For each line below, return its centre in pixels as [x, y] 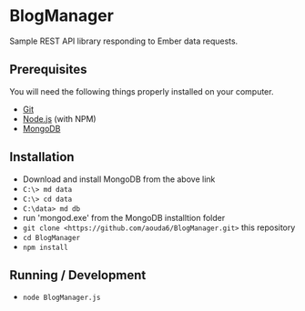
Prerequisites [48, 70]
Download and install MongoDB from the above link [119, 179]
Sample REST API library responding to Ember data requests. [124, 41]
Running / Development [78, 275]
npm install [45, 247]
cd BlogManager [51, 237]
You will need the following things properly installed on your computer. [142, 91]
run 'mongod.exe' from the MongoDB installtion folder [124, 217]
